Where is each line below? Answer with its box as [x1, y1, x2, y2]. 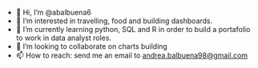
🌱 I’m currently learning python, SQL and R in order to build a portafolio [15, 25, 251, 34]
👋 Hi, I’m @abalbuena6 [15, 8, 92, 17]
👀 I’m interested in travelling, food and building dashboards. [15, 16, 213, 26]
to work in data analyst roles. [15, 33, 112, 42]
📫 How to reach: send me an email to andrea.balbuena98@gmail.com [15, 50, 248, 60]
